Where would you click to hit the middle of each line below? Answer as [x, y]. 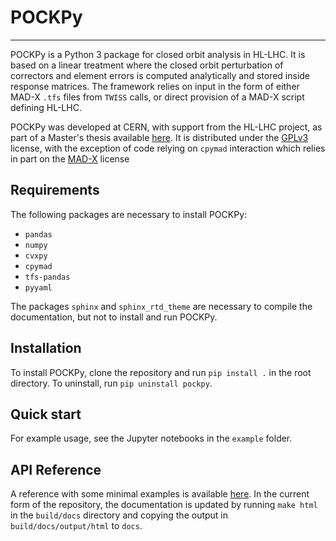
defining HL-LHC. [46, 107]
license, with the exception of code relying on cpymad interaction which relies [168, 148]
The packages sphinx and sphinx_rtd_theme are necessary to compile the [161, 306]
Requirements [55, 190]
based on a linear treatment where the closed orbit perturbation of [147, 65]
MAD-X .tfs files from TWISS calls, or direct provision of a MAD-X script [157, 97]
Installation [46, 348]
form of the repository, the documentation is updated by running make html [164, 505]
